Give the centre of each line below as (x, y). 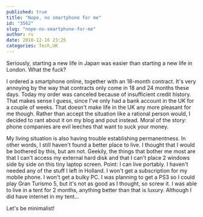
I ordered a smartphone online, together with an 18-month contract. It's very (101, 81)
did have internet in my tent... (43, 196)
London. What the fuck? (36, 69)
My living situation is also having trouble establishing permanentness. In (96, 138)
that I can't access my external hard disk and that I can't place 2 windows (98, 157)
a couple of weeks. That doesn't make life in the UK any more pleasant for (99, 107)
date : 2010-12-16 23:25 (36, 40)
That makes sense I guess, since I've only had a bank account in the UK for (100, 100)
